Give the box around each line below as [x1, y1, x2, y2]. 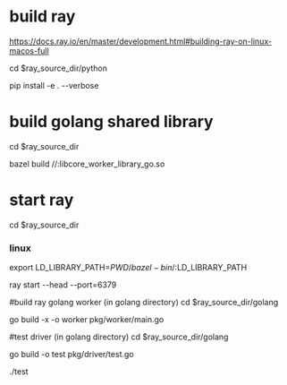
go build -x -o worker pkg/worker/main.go [9, 314, 165, 325]
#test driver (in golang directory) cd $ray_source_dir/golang [9, 331, 229, 342]
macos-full [9, 45, 49, 56]
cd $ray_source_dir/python [9, 63, 107, 73]
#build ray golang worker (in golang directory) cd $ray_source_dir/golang [9, 297, 279, 308]
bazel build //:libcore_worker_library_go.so [9, 158, 165, 169]
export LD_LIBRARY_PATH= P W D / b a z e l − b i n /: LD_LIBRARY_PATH [9, 262, 248, 273]
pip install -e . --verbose [9, 80, 99, 90]
